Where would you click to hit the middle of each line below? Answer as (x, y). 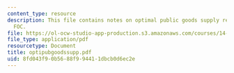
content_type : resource (42, 14)
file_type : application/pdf (48, 40)
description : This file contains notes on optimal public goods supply (113, 20)
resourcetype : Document (42, 46)
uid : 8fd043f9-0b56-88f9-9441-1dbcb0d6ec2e (71, 59)
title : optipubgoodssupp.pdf (49, 53)
